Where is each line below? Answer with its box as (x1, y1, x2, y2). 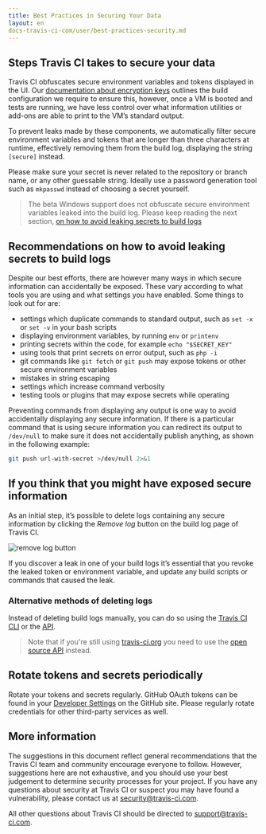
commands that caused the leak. (8, 575, 115, 585)
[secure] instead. (8, 152, 65, 162)
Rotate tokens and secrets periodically (8, 668, 203, 682)
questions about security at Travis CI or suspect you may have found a (8, 785, 240, 794)
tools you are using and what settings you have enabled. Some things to (8, 290, 244, 300)
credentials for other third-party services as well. (8, 707, 168, 716)
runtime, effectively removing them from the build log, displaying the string (8, 143, 253, 153)
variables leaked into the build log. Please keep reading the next (27, 208, 237, 217)
